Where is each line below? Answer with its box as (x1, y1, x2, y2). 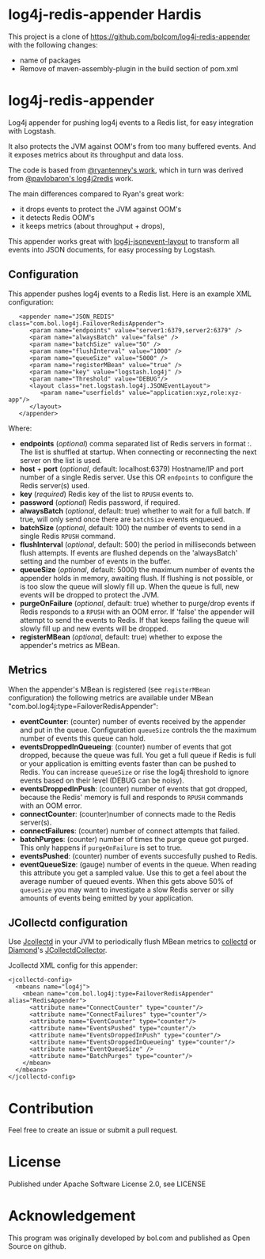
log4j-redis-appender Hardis (8, 6, 202, 24)
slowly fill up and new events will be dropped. (19, 624, 168, 633)
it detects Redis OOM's (19, 212, 95, 222)
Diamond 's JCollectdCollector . (8, 946, 108, 955)
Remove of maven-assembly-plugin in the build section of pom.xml (19, 63, 239, 73)
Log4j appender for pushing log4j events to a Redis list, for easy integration (8, 117, 255, 127)
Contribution (8, 1099, 94, 1117)
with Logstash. (8, 126, 57, 135)
